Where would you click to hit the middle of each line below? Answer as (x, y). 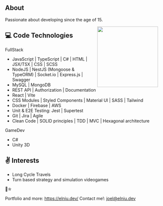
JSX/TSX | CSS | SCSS (35, 64)
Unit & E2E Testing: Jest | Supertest (48, 111)
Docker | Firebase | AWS (37, 105)
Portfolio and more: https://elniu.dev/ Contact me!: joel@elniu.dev (70, 199)
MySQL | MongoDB (31, 85)
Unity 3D (21, 144)
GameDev (15, 130)
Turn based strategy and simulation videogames (60, 180)
